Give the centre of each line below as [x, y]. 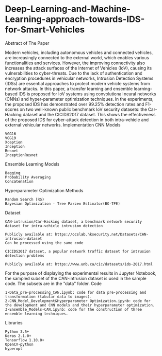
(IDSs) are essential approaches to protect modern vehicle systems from [78, 83]
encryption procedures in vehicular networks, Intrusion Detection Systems [79, 78]
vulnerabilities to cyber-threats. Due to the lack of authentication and [74, 73]
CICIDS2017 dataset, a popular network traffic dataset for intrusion [78, 251]
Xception [14, 142]
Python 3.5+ [17, 332]
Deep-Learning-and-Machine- [68, 9]
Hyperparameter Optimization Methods [44, 190]
